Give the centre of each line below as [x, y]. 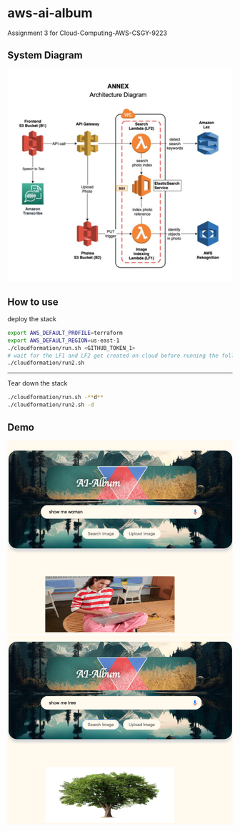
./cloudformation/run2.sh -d [51, 405]
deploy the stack [32, 318]
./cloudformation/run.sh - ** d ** [55, 398]
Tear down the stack [37, 383]
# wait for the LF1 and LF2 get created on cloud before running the [113, 356]
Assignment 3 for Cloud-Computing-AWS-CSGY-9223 [87, 33]
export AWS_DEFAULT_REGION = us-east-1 [64, 341]
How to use [33, 302]
